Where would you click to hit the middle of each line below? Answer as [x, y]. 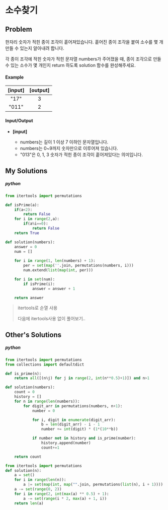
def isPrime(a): [22, 205]
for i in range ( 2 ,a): [37, 219]
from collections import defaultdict [45, 365]
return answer [29, 298]
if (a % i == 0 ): [36, 224]
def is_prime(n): [23, 374]
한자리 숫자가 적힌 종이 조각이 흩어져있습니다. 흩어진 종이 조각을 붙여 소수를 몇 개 [84, 42]
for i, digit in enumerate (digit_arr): [74, 420]
